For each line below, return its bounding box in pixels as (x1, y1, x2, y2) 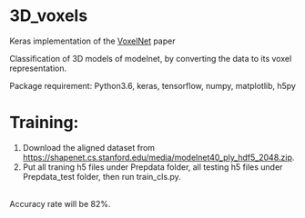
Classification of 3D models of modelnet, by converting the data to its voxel (9, 53, 292, 64)
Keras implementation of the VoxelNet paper (9, 35, 176, 46)
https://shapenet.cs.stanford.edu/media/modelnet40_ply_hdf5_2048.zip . (22, 152, 295, 163)
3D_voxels (9, 5, 88, 26)
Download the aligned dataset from (22, 142, 156, 153)
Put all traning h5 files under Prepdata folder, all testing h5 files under (22, 161, 283, 173)
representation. (9, 63, 66, 74)
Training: (9, 113, 79, 133)
